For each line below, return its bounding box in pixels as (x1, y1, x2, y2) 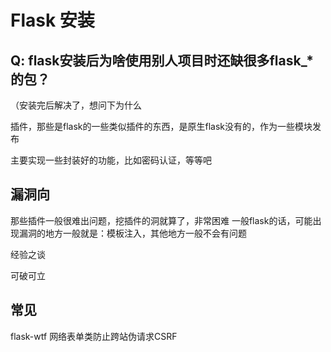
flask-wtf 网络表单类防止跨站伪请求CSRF (10, 330, 178, 342)
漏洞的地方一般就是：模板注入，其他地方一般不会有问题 (18, 227, 247, 239)
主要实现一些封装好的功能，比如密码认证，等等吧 (10, 154, 212, 166)
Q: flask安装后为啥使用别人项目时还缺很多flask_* (10, 52, 314, 69)
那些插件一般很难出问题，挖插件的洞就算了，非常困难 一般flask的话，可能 (10, 214, 313, 226)
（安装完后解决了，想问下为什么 (10, 99, 142, 111)
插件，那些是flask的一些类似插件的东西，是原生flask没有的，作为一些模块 (10, 121, 313, 132)
